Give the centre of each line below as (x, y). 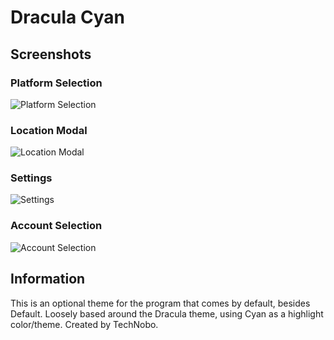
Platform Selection (56, 83)
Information (48, 279)
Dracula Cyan (68, 17)
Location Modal (49, 130)
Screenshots (51, 54)
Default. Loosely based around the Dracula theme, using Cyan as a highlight (167, 313)
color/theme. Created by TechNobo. (84, 324)
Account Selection (56, 226)
